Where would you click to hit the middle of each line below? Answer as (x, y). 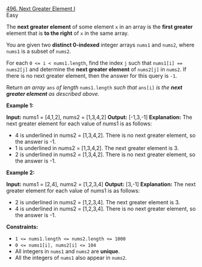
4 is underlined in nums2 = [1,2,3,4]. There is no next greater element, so (105, 209)
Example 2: (20, 172)
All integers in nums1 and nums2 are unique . (67, 251)
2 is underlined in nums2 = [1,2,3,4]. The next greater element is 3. (97, 202)
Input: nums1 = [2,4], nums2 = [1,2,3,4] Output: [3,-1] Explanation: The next (101, 184)
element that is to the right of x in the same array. (68, 33)
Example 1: (20, 105)
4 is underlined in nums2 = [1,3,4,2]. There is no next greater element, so (105, 135)
